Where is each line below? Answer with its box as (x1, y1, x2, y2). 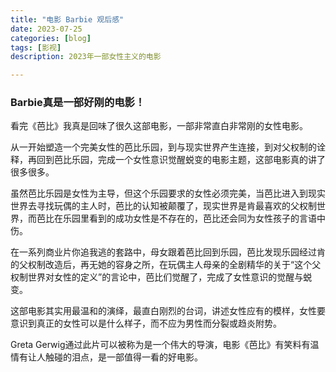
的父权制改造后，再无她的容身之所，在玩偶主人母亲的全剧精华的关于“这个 (10, 259, 313, 271)
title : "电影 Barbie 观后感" (10, 14, 125, 25)
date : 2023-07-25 (10, 24, 83, 34)
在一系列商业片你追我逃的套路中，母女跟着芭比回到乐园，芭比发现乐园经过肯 (10, 246, 326, 258)
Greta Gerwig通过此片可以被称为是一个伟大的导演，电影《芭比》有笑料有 (10, 339, 311, 351)
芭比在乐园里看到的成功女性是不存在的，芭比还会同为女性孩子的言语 (36, 212, 317, 225)
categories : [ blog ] (10, 33, 92, 43)
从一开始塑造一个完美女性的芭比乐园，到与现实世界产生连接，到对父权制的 (10, 141, 317, 153)
